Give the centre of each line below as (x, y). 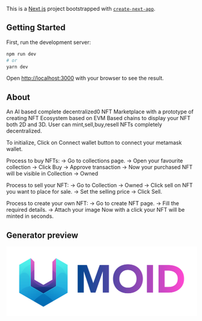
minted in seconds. (30, 216)
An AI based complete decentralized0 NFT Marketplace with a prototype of (100, 112)
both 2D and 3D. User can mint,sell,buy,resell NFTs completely (84, 125)
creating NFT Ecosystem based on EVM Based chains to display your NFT (98, 118)
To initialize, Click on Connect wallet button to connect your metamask (94, 143)
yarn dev (17, 67)
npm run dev (21, 54)
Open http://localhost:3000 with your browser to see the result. (85, 78)
